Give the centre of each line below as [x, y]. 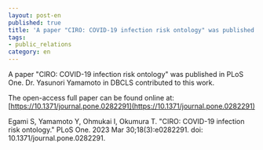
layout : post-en [35, 15]
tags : [17, 37]
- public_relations [40, 45]
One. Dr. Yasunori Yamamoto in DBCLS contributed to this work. [111, 82]
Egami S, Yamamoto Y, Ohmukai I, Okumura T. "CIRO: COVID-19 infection [126, 121]
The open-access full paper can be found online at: [91, 98]
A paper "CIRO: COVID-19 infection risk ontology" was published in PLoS [126, 74]
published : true [35, 23]
